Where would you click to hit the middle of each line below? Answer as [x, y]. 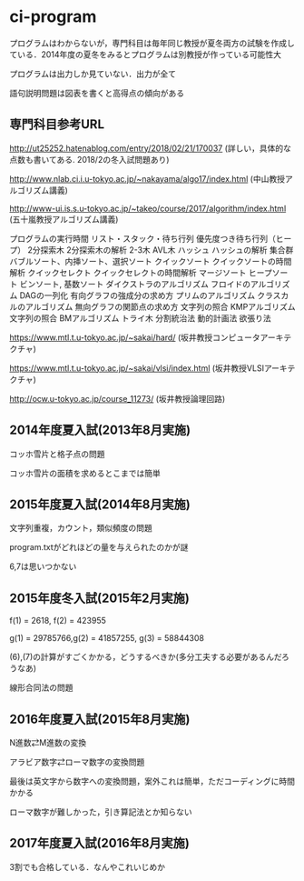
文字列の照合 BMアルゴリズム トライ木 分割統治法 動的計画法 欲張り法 [141, 318]
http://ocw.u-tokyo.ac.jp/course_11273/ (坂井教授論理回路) [118, 398]
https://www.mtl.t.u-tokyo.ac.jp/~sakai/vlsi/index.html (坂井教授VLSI [137, 368]
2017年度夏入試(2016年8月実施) [100, 843]
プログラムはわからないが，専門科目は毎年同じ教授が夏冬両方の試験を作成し [152, 43]
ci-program [53, 17]
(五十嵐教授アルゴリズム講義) [64, 219]
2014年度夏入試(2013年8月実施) [100, 430]
